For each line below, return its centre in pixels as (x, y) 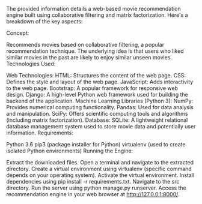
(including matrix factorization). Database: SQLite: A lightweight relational (97, 120)
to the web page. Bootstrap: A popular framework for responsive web (92, 88)
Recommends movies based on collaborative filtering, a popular (85, 45)
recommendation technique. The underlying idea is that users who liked (95, 51)
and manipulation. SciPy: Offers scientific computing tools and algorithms (97, 114)
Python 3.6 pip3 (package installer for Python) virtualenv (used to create (96, 144)
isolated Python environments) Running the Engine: (70, 151)
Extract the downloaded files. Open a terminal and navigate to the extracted (100, 162)
